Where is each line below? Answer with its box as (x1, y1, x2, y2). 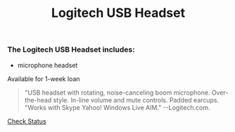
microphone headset (17, 61, 78, 69)
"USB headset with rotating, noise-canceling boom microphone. (24, 88, 210, 97)
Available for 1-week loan (7, 74, 80, 83)
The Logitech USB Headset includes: (7, 44, 135, 54)
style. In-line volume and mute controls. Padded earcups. (53, 95, 220, 104)
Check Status (7, 116, 47, 125)
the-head (24, 95, 52, 104)
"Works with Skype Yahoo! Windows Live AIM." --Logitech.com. (24, 103, 210, 112)
